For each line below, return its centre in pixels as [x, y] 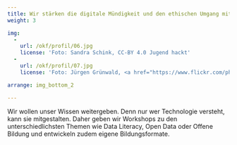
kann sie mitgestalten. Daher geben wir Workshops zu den [92, 119]
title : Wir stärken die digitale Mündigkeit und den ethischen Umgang [113, 14]
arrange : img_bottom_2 [41, 85]
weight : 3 [22, 20]
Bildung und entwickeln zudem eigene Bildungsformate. [89, 134]
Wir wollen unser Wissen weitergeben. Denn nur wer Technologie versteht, [116, 111]
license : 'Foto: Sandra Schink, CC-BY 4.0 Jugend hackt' [105, 53]
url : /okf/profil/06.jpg [56, 46]
